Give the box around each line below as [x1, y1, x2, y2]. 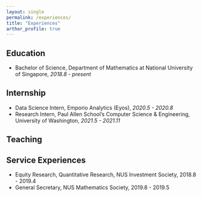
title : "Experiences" [6, 20, 61, 26]
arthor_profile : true [6, 25, 61, 32]
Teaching [6, 134, 42, 145]
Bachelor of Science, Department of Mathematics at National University [14, 64, 193, 71]
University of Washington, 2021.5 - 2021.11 [14, 117, 121, 124]
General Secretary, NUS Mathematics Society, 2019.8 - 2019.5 [14, 184, 170, 191]
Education [6, 48, 46, 58]
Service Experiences [6, 155, 86, 165]
